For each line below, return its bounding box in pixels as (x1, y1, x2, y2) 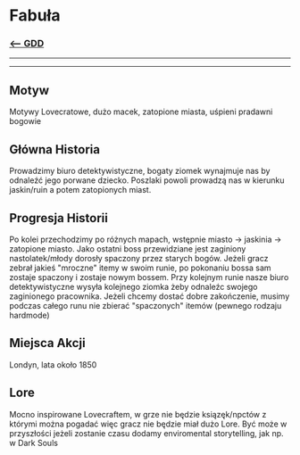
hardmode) (9, 310, 51, 320)
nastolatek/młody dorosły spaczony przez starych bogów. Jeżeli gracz (9, 252, 269, 263)
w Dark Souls (9, 437, 58, 448)
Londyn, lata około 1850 (9, 359, 97, 370)
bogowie (9, 116, 42, 127)
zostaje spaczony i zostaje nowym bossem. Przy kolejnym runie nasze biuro (9, 271, 289, 282)
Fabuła (9, 5, 61, 26)
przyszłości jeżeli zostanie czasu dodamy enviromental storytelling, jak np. (9, 427, 284, 438)
